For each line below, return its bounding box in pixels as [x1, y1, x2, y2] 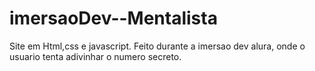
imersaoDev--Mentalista [9, 7, 218, 30]
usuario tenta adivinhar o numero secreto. [9, 50, 182, 62]
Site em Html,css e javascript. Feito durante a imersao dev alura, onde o [9, 40, 306, 52]
